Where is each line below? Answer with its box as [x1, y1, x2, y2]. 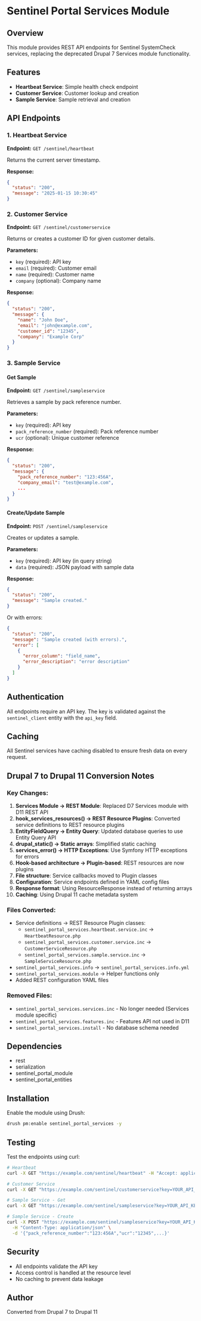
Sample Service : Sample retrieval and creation [15, 95, 131, 103]
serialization [15, 1063, 46, 1070]
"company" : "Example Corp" [17, 334, 85, 339]
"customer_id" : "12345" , [17, 328, 79, 334]
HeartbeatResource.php [24, 933, 81, 939]
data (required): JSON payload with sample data [15, 563, 134, 570]
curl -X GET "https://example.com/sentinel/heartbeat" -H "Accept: [7, 1170, 178, 1176]
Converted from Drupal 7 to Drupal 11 [7, 1308, 98, 1316]
